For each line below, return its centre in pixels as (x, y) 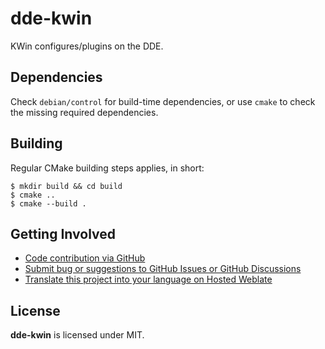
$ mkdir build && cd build (66, 186)
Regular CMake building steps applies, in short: (107, 168)
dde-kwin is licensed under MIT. (77, 335)
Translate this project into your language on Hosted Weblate (148, 279)
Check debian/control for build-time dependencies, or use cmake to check (163, 101)
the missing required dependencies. (84, 112)
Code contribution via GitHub (85, 258)
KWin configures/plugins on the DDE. (87, 46)
